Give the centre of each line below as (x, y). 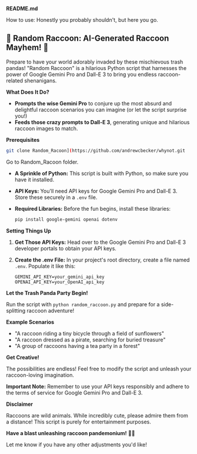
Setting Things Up (29, 231)
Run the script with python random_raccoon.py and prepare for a (83, 304)
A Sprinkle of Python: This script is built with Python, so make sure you (101, 173)
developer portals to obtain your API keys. (65, 248)
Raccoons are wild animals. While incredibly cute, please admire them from (97, 415)
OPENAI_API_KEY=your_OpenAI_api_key (59, 282)
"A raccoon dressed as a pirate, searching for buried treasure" (90, 339)
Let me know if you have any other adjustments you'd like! (76, 445)
